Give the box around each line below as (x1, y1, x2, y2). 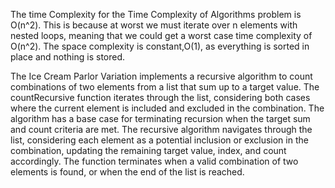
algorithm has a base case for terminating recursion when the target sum (10, 113, 311, 124)
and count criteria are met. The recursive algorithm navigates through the (10, 124, 313, 135)
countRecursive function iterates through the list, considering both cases (10, 92, 311, 103)
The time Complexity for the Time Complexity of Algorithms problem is (10, 9, 302, 20)
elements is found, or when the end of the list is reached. (10, 166, 245, 178)
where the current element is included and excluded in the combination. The (10, 102, 325, 114)
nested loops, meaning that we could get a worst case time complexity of (10, 30, 313, 41)
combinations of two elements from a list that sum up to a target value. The (10, 81, 320, 93)
